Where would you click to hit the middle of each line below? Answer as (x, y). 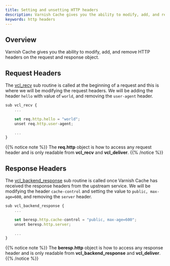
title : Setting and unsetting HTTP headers (52, 10)
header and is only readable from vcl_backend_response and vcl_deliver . (83, 253)
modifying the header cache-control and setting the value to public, (77, 191)
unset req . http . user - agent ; (44, 124)
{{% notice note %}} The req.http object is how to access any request (78, 147)
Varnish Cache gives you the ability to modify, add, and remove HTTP (78, 52)
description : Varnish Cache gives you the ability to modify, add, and (82, 15)
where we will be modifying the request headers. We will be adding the (79, 91)
